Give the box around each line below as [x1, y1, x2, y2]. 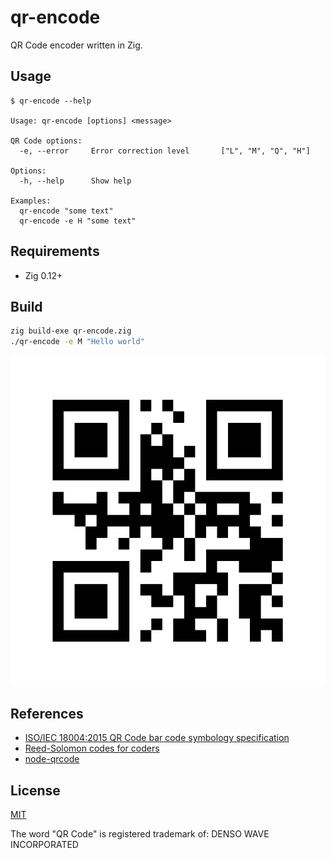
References [10, 706, 84, 723]
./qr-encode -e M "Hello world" [10, 337, 145, 347]
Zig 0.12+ [24, 269, 63, 281]
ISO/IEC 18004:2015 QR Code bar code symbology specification [24, 732, 290, 744]
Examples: [10, 196, 52, 206]
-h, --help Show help [19, 176, 132, 186]
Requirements [10, 243, 100, 260]
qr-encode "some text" [19, 206, 114, 216]
